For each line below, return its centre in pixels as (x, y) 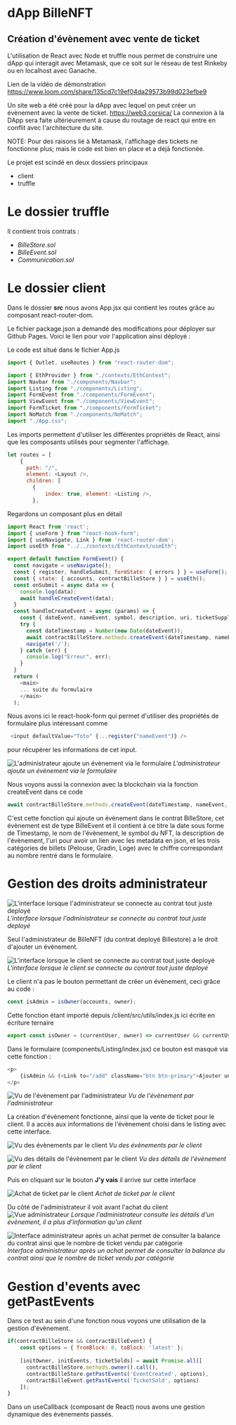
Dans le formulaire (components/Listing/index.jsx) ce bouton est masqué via (118, 1049)
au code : (21, 989)
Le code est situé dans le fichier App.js (64, 350)
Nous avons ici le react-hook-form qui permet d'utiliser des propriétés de (113, 716)
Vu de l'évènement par (161, 1096)
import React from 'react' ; (48, 527)
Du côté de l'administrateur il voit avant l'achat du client (88, 1207)
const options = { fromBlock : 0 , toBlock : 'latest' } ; (102, 1348)
